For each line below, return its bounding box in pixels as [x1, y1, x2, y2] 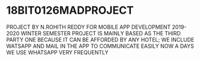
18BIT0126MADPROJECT [6, 4, 134, 17]
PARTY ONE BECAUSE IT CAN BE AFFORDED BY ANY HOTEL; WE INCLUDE [6, 36, 195, 43]
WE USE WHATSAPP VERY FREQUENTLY [6, 48, 109, 56]
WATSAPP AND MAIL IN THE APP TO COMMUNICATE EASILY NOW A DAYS [6, 42, 194, 50]
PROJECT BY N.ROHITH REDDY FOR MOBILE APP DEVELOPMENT [6, 23, 171, 30]
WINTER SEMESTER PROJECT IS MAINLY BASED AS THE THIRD [20, 29, 181, 36]
